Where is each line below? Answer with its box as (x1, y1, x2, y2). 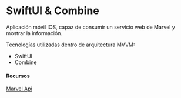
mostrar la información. (6, 29, 63, 36)
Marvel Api (6, 85, 32, 92)
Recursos (6, 72, 31, 79)
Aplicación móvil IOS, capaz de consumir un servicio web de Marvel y (6, 23, 175, 31)
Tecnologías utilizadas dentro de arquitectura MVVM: (6, 41, 135, 48)
